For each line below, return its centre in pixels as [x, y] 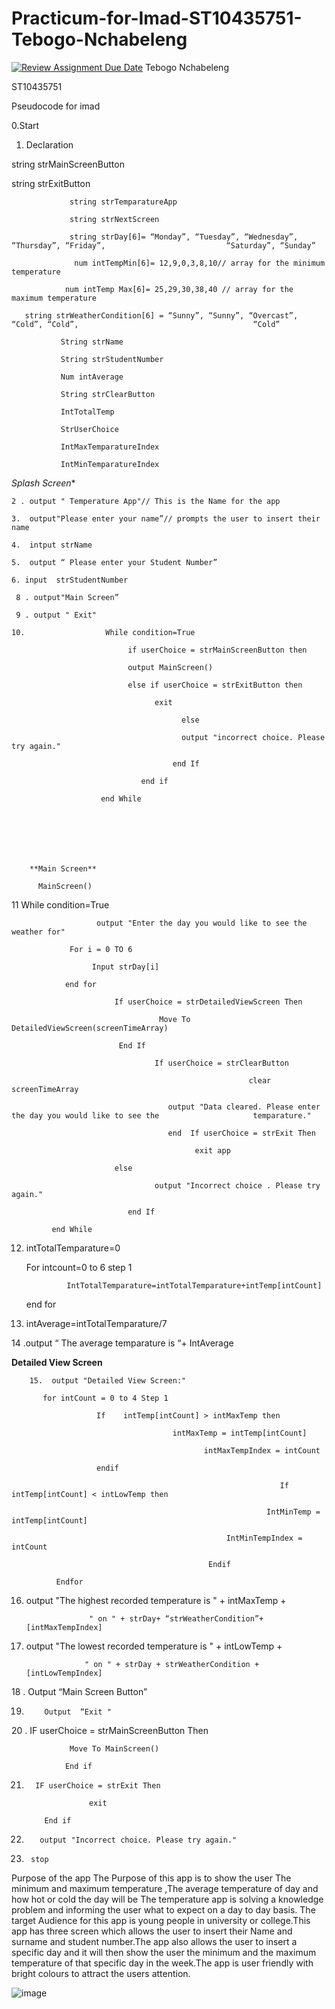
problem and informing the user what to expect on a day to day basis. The [163, 1909]
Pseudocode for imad [56, 106]
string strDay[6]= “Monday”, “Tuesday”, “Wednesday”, [184, 237]
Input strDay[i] [125, 967]
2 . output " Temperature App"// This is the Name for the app [146, 501]
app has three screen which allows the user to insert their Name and [152, 1931]
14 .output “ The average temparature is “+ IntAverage [122, 1343]
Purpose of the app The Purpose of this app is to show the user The [151, 1878]
